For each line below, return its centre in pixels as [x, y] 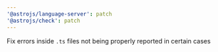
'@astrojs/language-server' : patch [59, 14]
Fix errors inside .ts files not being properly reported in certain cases [109, 41]
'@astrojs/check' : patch [43, 21]
